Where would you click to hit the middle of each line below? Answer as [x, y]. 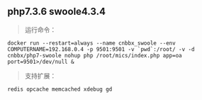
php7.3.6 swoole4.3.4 [57, 12]
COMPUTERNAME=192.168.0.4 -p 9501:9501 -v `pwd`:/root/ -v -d [101, 49]
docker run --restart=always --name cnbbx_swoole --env [91, 43]
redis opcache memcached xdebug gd [60, 89]
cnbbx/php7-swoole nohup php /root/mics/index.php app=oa [95, 55]
